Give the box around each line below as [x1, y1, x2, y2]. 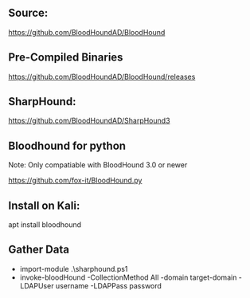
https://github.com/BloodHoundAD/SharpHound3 [8, 116, 170, 126]
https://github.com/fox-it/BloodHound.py [8, 175, 143, 186]
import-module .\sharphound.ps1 [19, 264, 128, 273]
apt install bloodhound [8, 220, 82, 229]
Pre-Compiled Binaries [8, 51, 123, 65]
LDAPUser [19, 280, 54, 290]
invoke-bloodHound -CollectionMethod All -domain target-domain [19, 273, 237, 282]
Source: [8, 6, 49, 20]
